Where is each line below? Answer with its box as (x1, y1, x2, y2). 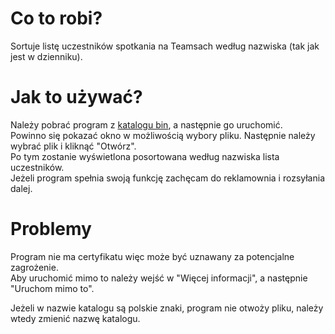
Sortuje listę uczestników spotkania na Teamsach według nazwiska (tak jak (10, 40, 320, 52)
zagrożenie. (10, 261, 59, 273)
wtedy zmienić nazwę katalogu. (10, 312, 141, 324)
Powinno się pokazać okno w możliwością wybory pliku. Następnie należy (10, 129, 316, 141)
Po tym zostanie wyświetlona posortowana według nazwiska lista (10, 150, 280, 162)
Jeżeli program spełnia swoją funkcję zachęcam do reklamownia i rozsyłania (10, 172, 326, 184)
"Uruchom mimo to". (10, 282, 95, 294)
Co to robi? (10, 7, 103, 30)
